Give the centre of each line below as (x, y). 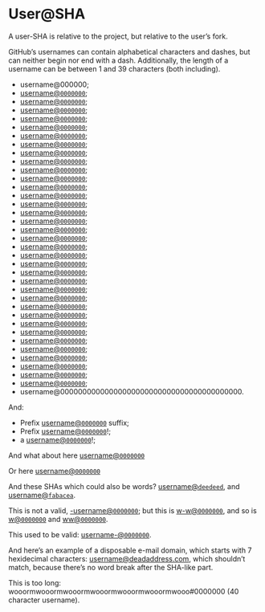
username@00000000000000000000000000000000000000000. (132, 391)
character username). (44, 600)
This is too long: (35, 582)
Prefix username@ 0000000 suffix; (75, 422)
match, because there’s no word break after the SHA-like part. (111, 567)
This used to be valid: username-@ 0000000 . (80, 534)
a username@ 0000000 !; (58, 439)
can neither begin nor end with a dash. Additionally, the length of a (118, 60)
